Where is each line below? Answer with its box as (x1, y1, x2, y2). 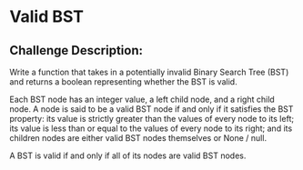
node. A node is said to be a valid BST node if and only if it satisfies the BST (9, 104, 294, 115)
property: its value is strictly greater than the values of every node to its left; (9, 114, 294, 124)
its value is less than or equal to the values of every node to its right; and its (9, 123, 293, 134)
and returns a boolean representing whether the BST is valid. (9, 76, 238, 87)
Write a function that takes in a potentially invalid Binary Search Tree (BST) (9, 66, 289, 77)
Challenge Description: (9, 43, 144, 58)
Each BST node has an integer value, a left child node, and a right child (9, 94, 275, 105)
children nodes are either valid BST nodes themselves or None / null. (9, 133, 267, 143)
